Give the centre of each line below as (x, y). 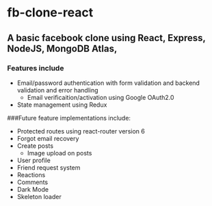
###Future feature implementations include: (69, 118)
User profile (34, 160)
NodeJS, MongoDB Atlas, (62, 48)
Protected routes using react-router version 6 (81, 131)
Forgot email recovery (48, 138)
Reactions (31, 175)
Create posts (35, 146)
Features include (36, 68)
